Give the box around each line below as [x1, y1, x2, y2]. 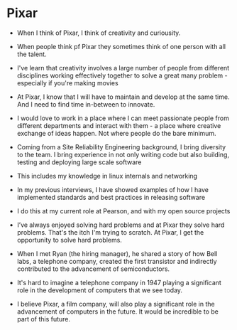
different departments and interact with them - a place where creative [16, 121, 221, 129]
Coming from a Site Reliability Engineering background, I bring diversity [16, 142, 226, 151]
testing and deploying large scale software [16, 158, 142, 166]
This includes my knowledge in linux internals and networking [16, 171, 198, 180]
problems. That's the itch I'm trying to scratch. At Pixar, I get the [16, 228, 204, 236]
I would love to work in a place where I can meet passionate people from [16, 114, 230, 122]
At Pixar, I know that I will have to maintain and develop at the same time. [16, 92, 230, 101]
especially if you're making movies [16, 78, 118, 87]
